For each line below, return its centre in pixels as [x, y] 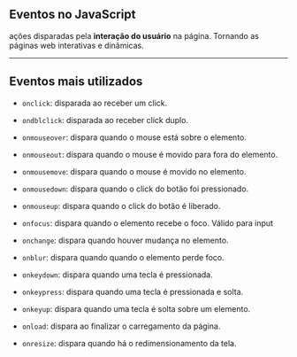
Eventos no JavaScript [72, 15]
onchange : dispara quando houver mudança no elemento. [125, 240]
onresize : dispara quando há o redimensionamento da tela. [129, 343]
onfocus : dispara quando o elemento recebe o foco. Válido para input [148, 223]
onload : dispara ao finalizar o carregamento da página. [121, 326]
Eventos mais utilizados [76, 82]
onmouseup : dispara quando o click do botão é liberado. [121, 206]
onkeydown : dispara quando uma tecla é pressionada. [118, 275]
